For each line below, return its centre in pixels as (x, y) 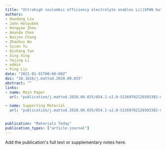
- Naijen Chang (21, 37)
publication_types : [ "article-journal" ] (47, 128)
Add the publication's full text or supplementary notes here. (66, 142)
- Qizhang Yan (20, 51)
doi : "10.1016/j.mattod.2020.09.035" (44, 78)
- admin (13, 65)
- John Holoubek (22, 23)
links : (12, 88)
